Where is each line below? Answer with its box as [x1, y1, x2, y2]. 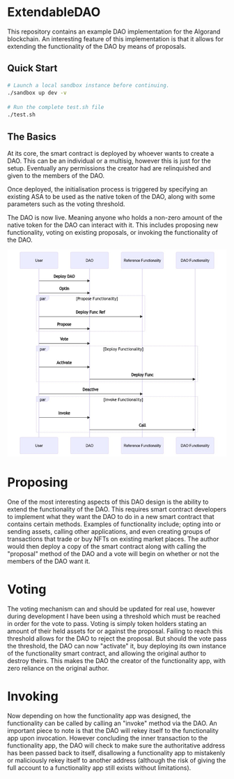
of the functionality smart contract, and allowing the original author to [7, 649, 207, 657]
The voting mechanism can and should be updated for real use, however [7, 605, 216, 613]
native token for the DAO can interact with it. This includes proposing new [7, 221, 219, 229]
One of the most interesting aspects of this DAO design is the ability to [7, 497, 209, 507]
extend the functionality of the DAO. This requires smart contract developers [7, 505, 226, 514]
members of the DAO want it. [7, 557, 91, 566]
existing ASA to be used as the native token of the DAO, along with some [7, 192, 216, 201]
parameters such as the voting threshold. [7, 200, 125, 208]
